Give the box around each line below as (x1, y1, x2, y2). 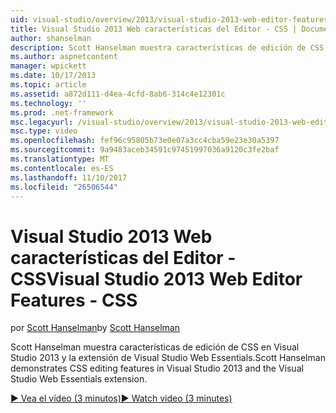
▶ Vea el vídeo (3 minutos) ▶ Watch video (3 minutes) (10, 392, 233, 405)
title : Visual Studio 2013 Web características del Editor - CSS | (10, 24, 298, 34)
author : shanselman (10, 33, 92, 43)
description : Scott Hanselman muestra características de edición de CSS (10, 42, 325, 53)
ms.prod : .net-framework (10, 107, 114, 118)
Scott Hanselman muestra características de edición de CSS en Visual (10, 341, 300, 353)
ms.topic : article (10, 80, 87, 90)
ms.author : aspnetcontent (10, 52, 118, 62)
